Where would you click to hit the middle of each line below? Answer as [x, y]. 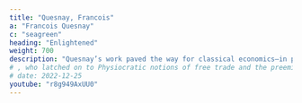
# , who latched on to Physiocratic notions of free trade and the [138, 68]
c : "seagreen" [36, 34]
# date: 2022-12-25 [46, 76]
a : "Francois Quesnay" [52, 26]
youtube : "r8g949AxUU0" [54, 84]
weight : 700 [31, 51]
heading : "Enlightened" [54, 43]
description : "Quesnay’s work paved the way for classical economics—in [148, 59]
